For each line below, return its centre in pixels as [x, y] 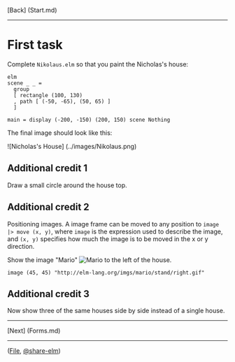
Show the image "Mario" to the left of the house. [90, 260]
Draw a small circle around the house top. [67, 185]
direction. [21, 246]
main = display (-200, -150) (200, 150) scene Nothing [89, 120]
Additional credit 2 [48, 207]
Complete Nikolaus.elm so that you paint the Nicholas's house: [98, 64]
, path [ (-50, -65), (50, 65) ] [62, 101]
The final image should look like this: [60, 133]
